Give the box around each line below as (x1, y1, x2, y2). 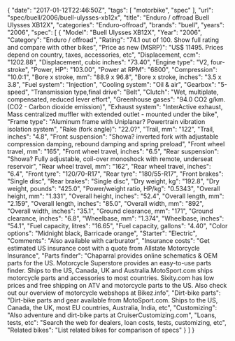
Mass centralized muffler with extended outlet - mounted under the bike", (7, 110, 219, 118)
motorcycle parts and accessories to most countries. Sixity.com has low (7, 274, 215, 282)
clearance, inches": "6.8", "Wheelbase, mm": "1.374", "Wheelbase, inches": (7, 214, 225, 223)
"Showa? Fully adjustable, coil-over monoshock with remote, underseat (7, 155, 213, 163)
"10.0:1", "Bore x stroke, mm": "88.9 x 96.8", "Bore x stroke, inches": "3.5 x (7, 73, 222, 81)
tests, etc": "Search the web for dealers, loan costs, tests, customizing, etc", (7, 319, 227, 326)
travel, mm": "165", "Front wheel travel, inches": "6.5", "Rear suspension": (7, 147, 219, 155)
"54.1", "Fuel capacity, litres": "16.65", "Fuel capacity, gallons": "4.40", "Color (7, 222, 228, 230)
